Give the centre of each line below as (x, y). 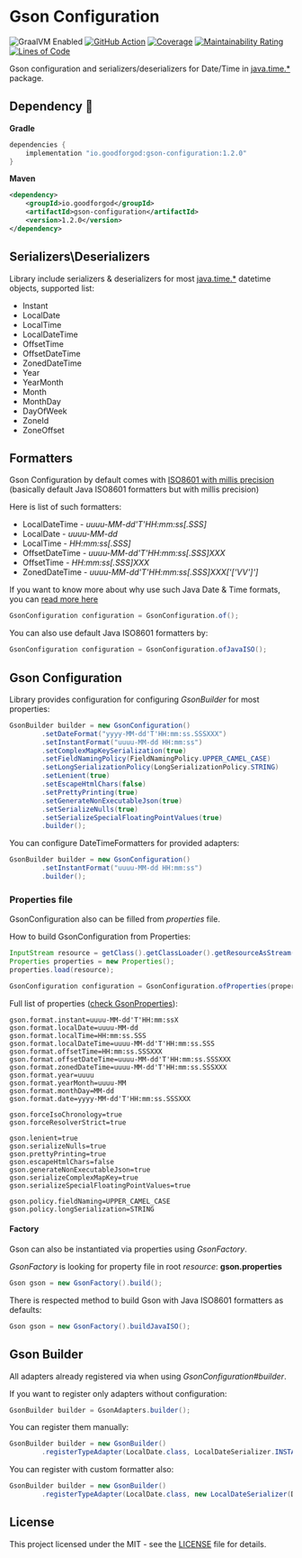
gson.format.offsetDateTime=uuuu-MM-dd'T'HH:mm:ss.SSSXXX (120, 1059)
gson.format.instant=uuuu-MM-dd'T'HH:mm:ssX (94, 1020)
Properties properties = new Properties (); (92, 961)
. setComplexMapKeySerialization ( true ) (114, 751)
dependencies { (38, 145)
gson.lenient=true (44, 1138)
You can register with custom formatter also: (92, 1470)
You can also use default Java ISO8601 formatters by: (109, 633)
